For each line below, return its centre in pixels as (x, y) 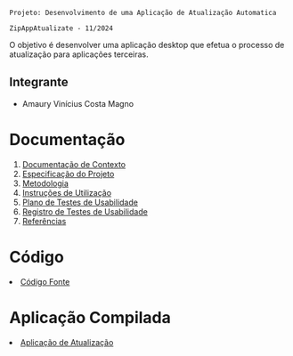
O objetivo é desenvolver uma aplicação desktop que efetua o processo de (147, 45)
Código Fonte (45, 281)
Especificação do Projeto (68, 174)
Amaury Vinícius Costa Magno (78, 103)
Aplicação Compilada (90, 317)
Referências (44, 221)
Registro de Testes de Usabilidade (85, 211)
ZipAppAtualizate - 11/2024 (61, 28)
